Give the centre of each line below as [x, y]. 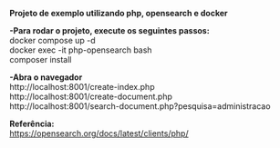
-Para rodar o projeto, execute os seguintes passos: [109, 30]
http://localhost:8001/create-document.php [91, 96]
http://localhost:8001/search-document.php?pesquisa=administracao [140, 106]
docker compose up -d [52, 40]
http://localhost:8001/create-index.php [82, 87]
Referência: [32, 123]
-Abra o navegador [46, 77]
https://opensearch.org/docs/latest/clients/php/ [99, 133]
